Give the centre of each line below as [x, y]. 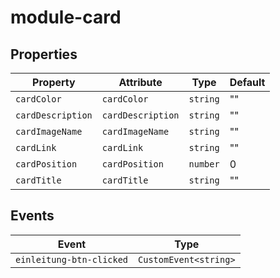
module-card [66, 17]
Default [247, 82]
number [204, 164]
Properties [44, 54]
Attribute [140, 82]
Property [54, 82]
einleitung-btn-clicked [72, 259]
